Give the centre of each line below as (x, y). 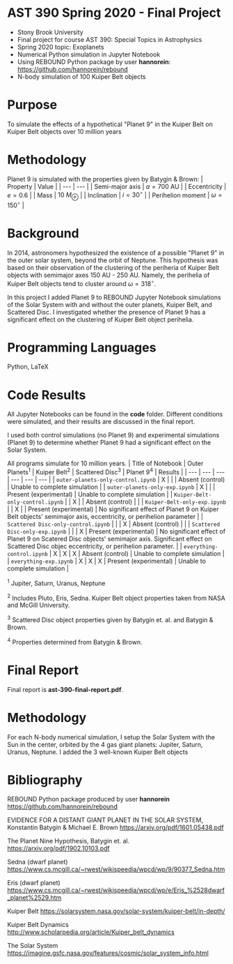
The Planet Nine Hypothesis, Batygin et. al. (69, 841)
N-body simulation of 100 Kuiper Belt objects (81, 76)
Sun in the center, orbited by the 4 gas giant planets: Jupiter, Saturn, (105, 744)
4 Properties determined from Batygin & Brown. (75, 641)
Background (43, 233)
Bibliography (45, 780)
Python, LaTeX (28, 367)
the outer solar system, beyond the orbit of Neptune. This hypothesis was (113, 260)
